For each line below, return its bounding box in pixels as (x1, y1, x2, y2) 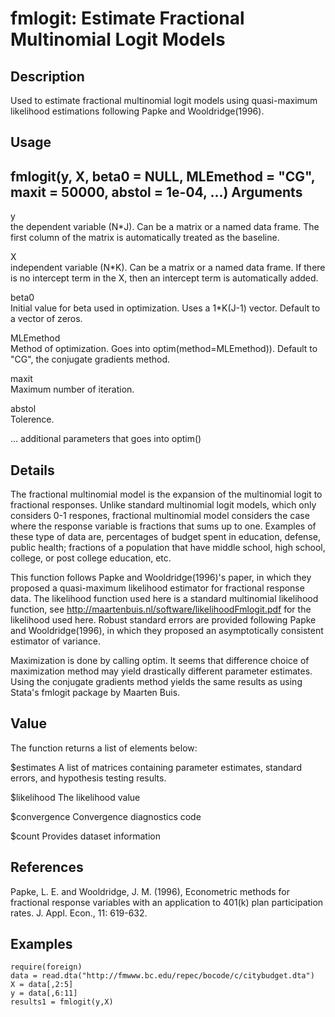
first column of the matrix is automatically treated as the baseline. (10, 232, 280, 244)
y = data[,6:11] (10, 988, 78, 999)
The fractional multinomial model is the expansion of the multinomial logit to (10, 488, 323, 501)
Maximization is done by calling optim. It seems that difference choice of (10, 655, 310, 667)
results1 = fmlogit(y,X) (10, 997, 114, 1007)
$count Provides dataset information (10, 830, 161, 842)
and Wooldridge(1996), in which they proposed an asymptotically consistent (10, 625, 324, 637)
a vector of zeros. (10, 313, 83, 325)
